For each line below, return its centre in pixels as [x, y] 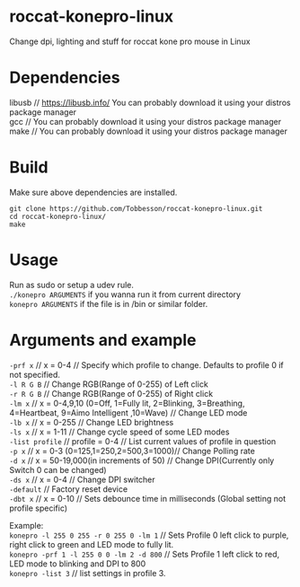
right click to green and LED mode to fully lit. [92, 544]
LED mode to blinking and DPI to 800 [78, 564]
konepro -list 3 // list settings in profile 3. [88, 573]
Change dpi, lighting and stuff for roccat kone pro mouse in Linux [130, 41]
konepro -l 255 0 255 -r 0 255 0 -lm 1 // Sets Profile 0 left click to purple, [149, 535]
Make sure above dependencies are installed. [93, 192]
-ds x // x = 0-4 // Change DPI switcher [82, 479]
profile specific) [39, 508]
